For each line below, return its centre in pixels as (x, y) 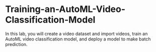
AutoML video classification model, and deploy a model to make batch (78, 39)
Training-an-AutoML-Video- (65, 9)
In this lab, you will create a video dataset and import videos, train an (76, 33)
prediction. (16, 44)
